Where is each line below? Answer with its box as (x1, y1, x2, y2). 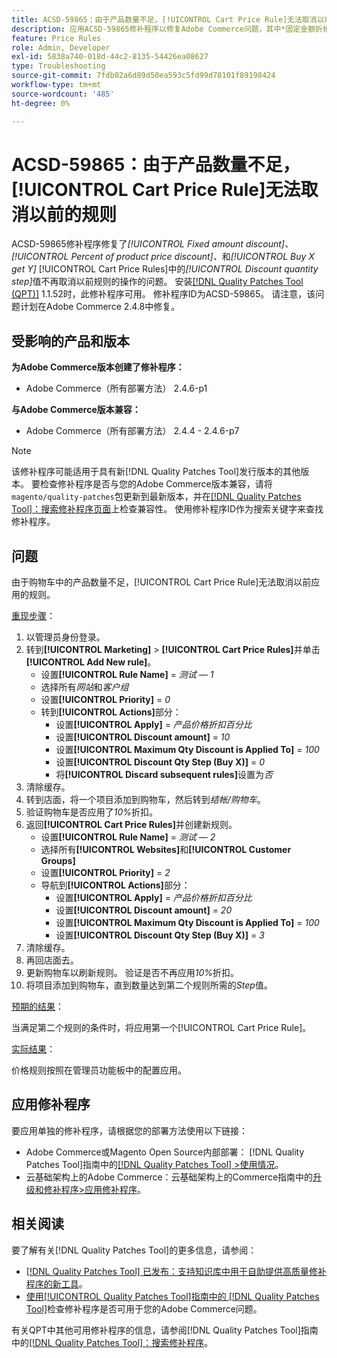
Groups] (40, 855, 76, 867)
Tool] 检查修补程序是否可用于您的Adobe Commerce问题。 (25, 1302, 263, 1315)
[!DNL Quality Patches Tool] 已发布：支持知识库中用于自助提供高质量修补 (25, 1265, 327, 1277)
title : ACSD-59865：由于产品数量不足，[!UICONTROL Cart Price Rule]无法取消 (11, 14, 318, 25)
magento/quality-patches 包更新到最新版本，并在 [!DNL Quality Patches (11, 491, 302, 503)
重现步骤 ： (11, 610, 56, 622)
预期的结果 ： (11, 1001, 64, 1013)
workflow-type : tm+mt (11, 80, 102, 90)
